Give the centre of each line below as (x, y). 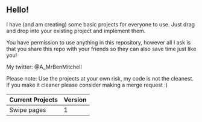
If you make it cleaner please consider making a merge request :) (87, 85)
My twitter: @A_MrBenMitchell (44, 67)
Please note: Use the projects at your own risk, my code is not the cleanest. (100, 78)
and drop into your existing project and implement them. (76, 31)
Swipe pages (28, 109)
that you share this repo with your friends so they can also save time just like (101, 49)
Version (75, 100)
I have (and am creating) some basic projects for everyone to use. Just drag (100, 24)
